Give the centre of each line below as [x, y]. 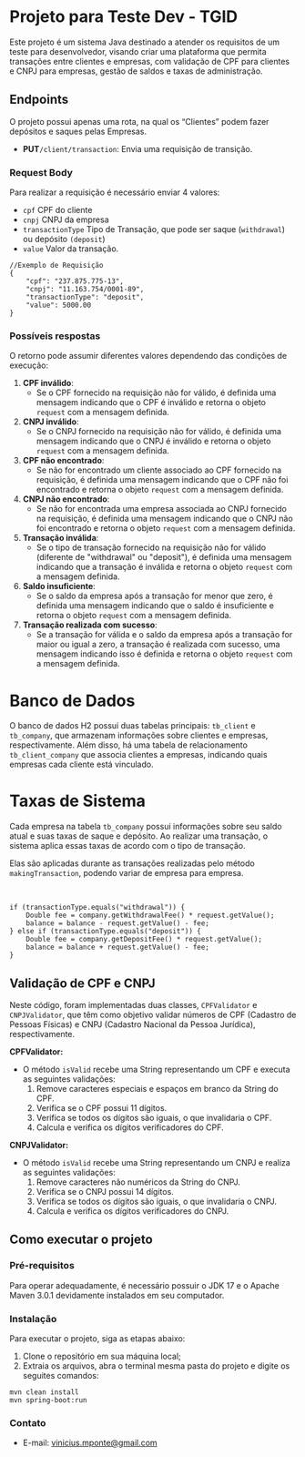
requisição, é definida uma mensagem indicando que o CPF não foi [162, 480]
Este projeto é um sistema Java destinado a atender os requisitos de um [145, 42]
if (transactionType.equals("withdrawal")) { [97, 908]
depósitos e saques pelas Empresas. [78, 131]
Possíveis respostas [55, 336]
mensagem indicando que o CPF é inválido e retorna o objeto [151, 402]
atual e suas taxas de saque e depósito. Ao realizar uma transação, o [139, 836]
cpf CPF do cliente [57, 210]
